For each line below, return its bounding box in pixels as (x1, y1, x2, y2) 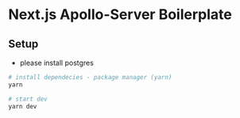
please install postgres (19, 58, 94, 67)
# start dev (8, 95, 48, 103)
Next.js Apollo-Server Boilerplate (8, 6, 232, 24)
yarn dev (8, 102, 37, 110)
